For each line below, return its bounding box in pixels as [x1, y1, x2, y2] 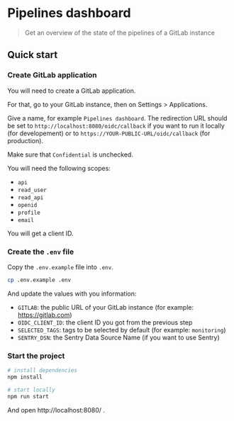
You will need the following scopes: [7, 164, 111, 172]
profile [17, 209, 40, 216]
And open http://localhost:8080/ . [7, 405, 105, 414]
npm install [7, 374, 43, 381]
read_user [17, 186, 48, 193]
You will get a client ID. [7, 229, 74, 237]
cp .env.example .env [7, 276, 72, 284]
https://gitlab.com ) [17, 310, 72, 319]
